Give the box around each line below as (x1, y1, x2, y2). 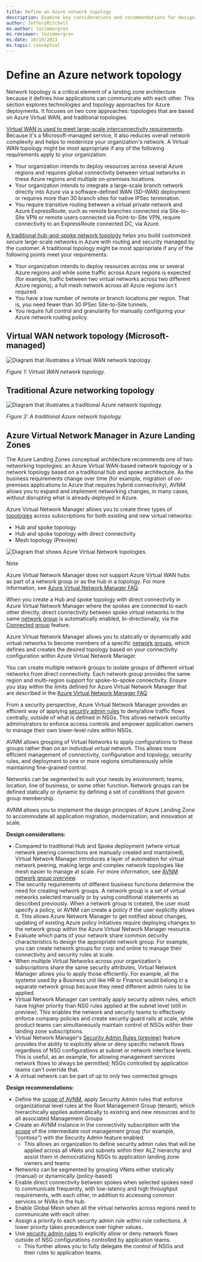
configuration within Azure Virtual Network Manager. (6, 652, 137, 660)
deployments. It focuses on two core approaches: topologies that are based (6, 107, 194, 114)
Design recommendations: (6, 1084, 74, 1091)
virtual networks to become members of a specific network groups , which (6, 640, 190, 647)
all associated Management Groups (14, 1115, 103, 1122)
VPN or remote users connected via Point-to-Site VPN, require (26, 213, 181, 221)
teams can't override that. (14, 1066, 79, 1073)
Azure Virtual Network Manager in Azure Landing (6, 430, 195, 441)
